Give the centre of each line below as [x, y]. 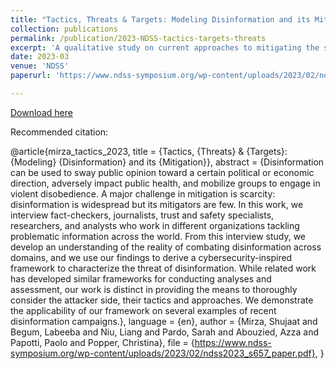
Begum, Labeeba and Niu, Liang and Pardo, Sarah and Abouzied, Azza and [165, 332]
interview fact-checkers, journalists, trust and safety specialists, [142, 215]
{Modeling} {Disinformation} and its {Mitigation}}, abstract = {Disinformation [167, 162]
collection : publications [64, 29]
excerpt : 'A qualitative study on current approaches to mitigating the [165, 47]
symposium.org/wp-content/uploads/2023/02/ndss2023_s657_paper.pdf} [163, 353]
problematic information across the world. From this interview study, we [158, 236]
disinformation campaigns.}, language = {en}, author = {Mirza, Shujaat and [164, 321]
